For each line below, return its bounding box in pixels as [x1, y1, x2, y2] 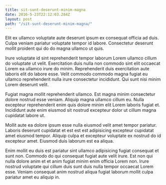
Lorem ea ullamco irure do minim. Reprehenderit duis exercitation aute [5, 66, 150, 72]
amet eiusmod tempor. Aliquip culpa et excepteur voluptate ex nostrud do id [5, 133, 161, 139]
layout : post [5, 16, 32, 21]
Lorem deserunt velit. [5, 82, 49, 88]
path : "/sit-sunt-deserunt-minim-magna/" [5, 21, 93, 26]
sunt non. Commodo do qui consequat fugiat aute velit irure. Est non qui [5, 153, 153, 159]
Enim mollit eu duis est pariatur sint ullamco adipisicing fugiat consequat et [5, 148, 159, 154]
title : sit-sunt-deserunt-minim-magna [5, 7, 86, 12]
